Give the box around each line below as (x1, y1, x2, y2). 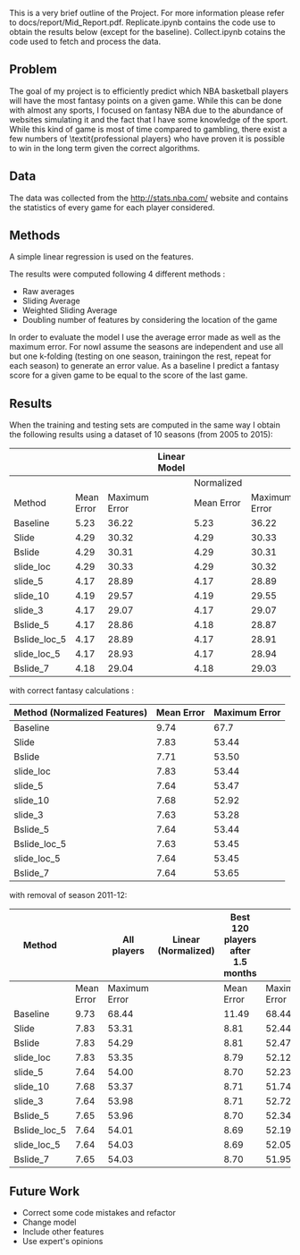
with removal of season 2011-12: (9, 890, 128, 901)
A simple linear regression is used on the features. (9, 251, 194, 262)
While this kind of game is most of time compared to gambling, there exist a (9, 123, 287, 134)
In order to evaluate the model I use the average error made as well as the (9, 332, 281, 343)
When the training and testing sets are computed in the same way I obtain (9, 420, 281, 430)
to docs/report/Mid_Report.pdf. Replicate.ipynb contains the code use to (9, 17, 276, 28)
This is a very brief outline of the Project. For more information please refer (9, 8, 285, 18)
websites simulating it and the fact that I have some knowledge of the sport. (9, 114, 288, 124)
